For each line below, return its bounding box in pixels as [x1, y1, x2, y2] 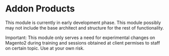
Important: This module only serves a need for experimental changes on [5, 34, 155, 40]
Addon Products [5, 3, 75, 14]
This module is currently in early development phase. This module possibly [5, 19, 161, 25]
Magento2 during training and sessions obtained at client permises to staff [5, 39, 160, 45]
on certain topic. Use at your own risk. [5, 45, 85, 51]
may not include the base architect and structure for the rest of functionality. [5, 24, 164, 30]
